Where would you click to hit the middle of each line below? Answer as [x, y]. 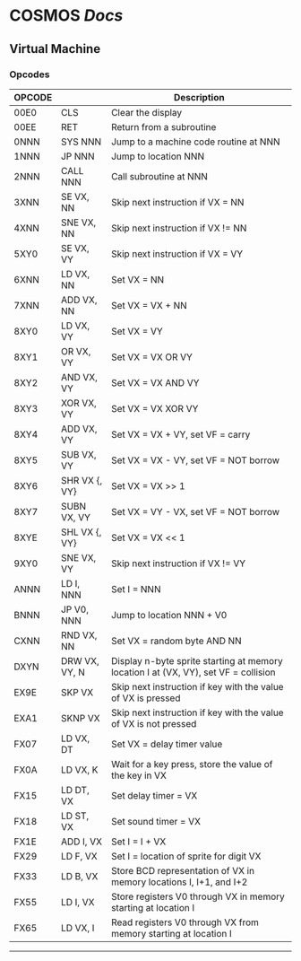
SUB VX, [79, 454]
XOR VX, [79, 403]
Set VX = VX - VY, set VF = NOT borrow [195, 460]
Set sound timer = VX [156, 821]
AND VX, [80, 377]
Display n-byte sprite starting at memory [197, 660]
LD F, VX [80, 856]
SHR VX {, [82, 480]
